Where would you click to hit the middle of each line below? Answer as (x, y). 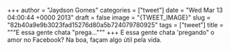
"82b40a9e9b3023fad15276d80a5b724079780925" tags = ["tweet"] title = (116, 25)
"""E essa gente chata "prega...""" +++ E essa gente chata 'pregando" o (111, 32)
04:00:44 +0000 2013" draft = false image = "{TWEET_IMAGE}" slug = (109, 17)
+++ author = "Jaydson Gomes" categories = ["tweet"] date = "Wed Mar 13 (115, 10)
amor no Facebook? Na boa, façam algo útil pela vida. (85, 40)
